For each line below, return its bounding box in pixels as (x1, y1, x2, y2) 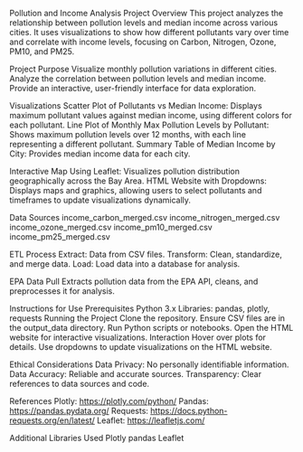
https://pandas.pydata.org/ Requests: (9, 406, 149, 416)
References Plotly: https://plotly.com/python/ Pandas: (9, 396, 210, 406)
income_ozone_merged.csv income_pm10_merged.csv (9, 221, 213, 232)
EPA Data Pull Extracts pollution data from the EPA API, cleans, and (9, 276, 259, 287)
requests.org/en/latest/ (9, 415, 95, 426)
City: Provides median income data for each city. (9, 148, 191, 159)
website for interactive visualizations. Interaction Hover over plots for (9, 332, 267, 343)
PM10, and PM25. (9, 46, 75, 57)
